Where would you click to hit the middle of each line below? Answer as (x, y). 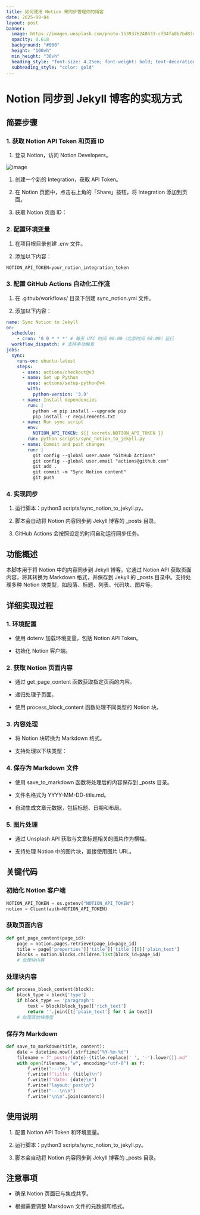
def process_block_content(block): (50, 990)
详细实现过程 (30, 605)
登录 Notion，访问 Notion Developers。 (63, 155)
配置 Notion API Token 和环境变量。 (58, 1132)
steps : (25, 366)
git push (43, 478)
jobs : (13, 350)
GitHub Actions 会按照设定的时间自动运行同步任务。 (79, 534)
